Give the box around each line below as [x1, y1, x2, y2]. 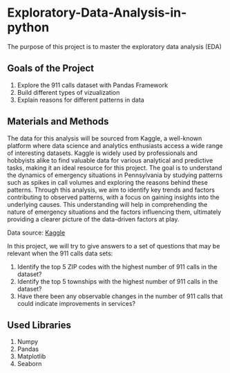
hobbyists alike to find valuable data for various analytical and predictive [7, 156, 213, 164]
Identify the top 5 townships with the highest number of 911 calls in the [17, 277, 218, 285]
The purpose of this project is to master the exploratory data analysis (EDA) [7, 42, 222, 51]
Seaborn [17, 360, 42, 368]
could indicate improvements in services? [17, 299, 136, 307]
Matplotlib [17, 352, 46, 361]
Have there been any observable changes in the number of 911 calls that [17, 292, 223, 300]
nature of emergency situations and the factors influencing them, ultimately [7, 208, 222, 216]
